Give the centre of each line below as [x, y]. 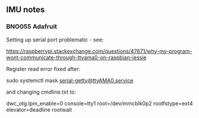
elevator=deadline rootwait [39, 110]
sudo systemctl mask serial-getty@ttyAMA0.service [70, 80]
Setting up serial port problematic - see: [55, 39]
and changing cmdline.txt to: [41, 92]
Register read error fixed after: [43, 69]
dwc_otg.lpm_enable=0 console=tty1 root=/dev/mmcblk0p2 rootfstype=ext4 [99, 103]
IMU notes [26, 10]
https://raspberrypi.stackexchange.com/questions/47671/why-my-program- [99, 51]
